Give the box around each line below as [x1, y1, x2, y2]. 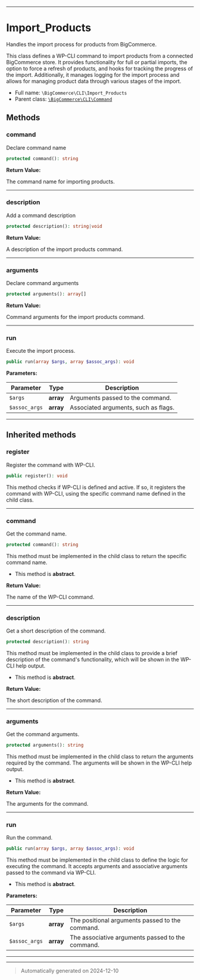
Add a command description [6, 212, 76, 219]
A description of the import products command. [6, 245, 123, 253]
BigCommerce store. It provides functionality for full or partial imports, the [6, 58, 187, 65]
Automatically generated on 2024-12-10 [20, 968, 119, 975]
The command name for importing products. [6, 178, 115, 185]
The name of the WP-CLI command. [6, 593, 95, 600]
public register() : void [6, 472, 68, 479]
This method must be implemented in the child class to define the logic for [6, 856, 189, 863]
